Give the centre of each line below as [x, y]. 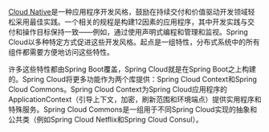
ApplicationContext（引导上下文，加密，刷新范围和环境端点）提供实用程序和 [135, 99]
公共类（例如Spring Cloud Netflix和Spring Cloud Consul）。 [106, 120]
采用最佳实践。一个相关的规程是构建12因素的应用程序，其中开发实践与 [131, 22]
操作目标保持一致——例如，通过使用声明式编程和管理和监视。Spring [135, 32]
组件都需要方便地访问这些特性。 [61, 52]
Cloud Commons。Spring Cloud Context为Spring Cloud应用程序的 [118, 89]
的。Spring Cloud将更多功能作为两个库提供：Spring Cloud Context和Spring [132, 79]
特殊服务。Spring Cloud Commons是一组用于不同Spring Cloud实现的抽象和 [133, 109]
